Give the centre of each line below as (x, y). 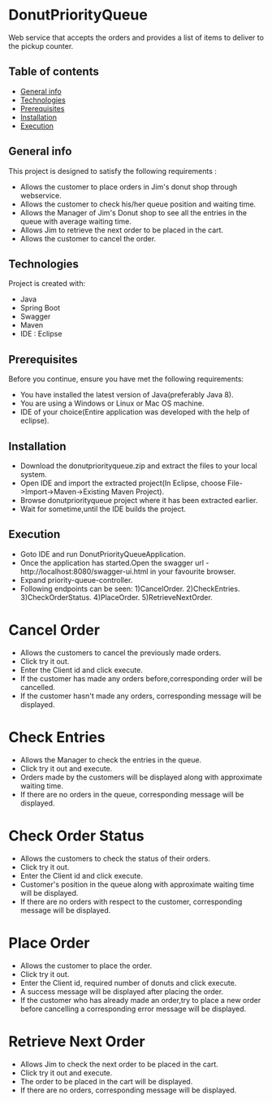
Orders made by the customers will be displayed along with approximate (141, 777)
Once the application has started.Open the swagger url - (114, 562)
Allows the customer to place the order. (86, 966)
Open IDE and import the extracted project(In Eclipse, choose (123, 483)
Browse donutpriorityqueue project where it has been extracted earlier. (139, 500)
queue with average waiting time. (76, 221)
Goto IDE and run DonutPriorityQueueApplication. (103, 554)
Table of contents (54, 72)
